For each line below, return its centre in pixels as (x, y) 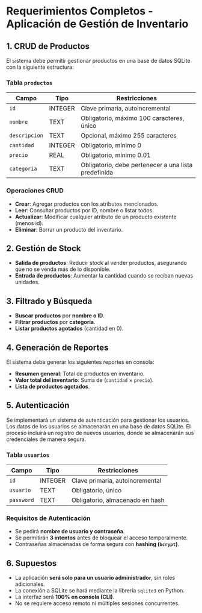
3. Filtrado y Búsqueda (49, 301)
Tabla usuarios (28, 455)
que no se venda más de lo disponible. (63, 269)
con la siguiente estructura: (40, 67)
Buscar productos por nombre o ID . (60, 316)
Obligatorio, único (96, 491)
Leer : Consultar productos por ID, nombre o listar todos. (84, 210)
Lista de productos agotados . (52, 387)
